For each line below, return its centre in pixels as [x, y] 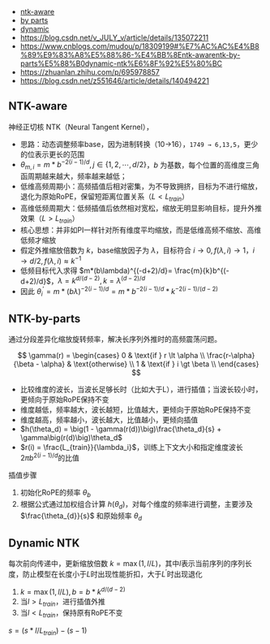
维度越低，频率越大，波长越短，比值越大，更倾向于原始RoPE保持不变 [135, 410]
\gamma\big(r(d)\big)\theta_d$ [71, 438]
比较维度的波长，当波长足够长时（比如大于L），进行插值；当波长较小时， [141, 390]
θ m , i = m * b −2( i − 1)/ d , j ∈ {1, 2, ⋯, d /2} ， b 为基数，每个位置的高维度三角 [140, 165]
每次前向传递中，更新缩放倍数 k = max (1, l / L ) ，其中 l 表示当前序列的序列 [127, 564]
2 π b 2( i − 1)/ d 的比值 [49, 457]
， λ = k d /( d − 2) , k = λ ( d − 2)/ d [98, 280]
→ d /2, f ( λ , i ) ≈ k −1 [51, 260]
